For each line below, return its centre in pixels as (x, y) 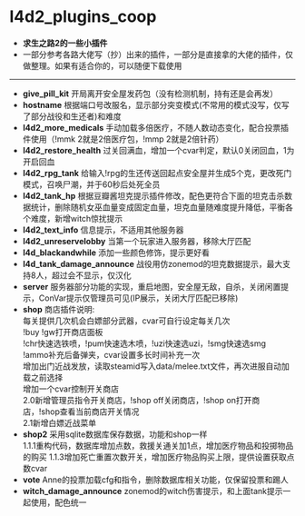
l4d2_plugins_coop (83, 17)
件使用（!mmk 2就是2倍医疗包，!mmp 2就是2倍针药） (123, 139)
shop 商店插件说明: (59, 309)
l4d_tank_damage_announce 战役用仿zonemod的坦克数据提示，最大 (152, 263)
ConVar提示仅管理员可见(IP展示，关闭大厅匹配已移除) (138, 298)
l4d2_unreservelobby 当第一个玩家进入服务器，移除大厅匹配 (137, 241)
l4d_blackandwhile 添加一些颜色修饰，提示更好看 (116, 253)
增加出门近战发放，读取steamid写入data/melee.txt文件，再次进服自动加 (156, 366)
